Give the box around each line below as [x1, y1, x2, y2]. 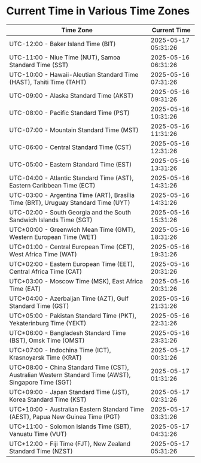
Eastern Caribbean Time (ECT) [9, 181, 96, 189]
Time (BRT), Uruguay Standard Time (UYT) [9, 198, 130, 207]
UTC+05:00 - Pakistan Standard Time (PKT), [9, 311, 136, 320]
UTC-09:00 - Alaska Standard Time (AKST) [9, 91, 134, 99]
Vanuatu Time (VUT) [9, 429, 67, 438]
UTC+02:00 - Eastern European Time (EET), [9, 259, 135, 268]
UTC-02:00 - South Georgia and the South [9, 208, 132, 216]
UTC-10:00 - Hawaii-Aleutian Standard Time [9, 70, 139, 78]
